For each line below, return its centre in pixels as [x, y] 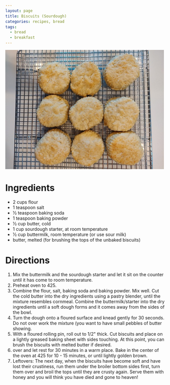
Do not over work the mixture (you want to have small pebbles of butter [87, 323]
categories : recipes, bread [35, 21]
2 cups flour [25, 202]
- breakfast [23, 38]
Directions [27, 261]
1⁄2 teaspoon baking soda [38, 213]
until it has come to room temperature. [53, 280]
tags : [11, 27]
